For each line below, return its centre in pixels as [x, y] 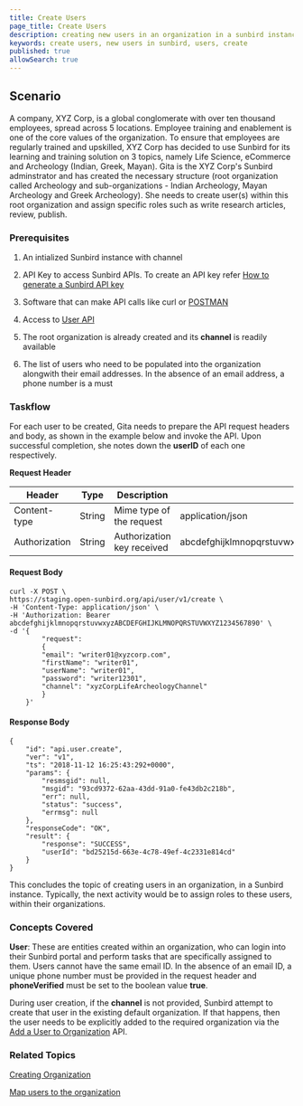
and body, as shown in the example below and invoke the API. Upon [135, 436]
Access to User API [58, 320]
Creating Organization [50, 1075]
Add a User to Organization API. [69, 1032]
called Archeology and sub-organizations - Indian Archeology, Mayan [138, 185]
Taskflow [30, 407]
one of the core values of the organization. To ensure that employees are [145, 137]
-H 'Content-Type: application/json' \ [84, 607]
